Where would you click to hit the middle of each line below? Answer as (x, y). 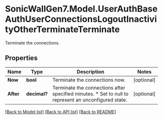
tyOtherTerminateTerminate (62, 30)
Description (90, 72)
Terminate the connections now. (89, 80)
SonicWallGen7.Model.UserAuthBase (81, 9)
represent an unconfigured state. (90, 100)
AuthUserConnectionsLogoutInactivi (81, 19)
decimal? (37, 94)
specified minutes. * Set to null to (90, 94)
